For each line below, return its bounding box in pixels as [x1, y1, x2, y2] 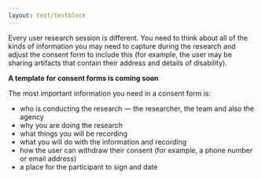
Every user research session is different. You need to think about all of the [8, 33, 248, 42]
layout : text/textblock [8, 11, 87, 20]
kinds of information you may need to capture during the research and [8, 41, 236, 51]
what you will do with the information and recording [19, 137, 187, 146]
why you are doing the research [19, 120, 124, 130]
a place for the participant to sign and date [19, 162, 158, 171]
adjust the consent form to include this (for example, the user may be [8, 49, 232, 59]
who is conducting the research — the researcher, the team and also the [19, 104, 254, 113]
